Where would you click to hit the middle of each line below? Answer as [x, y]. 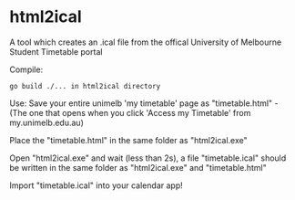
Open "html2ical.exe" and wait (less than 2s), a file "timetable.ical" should [148, 158]
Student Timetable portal [56, 51]
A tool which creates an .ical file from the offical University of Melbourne [146, 42]
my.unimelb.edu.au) [46, 122]
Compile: [26, 69]
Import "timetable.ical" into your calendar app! [97, 185]
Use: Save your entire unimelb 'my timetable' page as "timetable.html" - [144, 103]
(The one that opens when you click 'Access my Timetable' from [130, 112]
